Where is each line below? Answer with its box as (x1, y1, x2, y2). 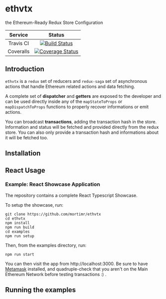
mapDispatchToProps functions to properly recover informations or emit (5, 103, 149, 110)
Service (9, 31, 28, 38)
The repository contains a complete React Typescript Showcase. (5, 192, 138, 198)
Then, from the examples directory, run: (5, 242, 87, 248)
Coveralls (7, 48, 30, 55)
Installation (5, 149, 41, 158)
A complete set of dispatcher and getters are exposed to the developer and (5, 93, 162, 99)
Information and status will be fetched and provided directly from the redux (5, 124, 159, 130)
